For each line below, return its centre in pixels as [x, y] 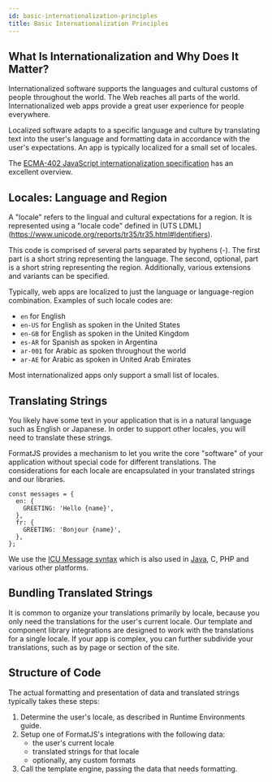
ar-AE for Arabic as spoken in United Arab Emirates [106, 359]
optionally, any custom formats [84, 760]
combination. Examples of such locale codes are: [91, 301]
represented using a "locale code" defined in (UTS [93, 226]
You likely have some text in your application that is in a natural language [130, 420]
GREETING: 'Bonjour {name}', [72, 529]
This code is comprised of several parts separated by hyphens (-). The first [134, 250]
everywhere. [30, 115]
